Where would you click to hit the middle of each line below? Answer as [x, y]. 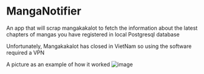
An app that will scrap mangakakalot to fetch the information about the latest [102, 28]
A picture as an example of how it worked [58, 64]
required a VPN [25, 52]
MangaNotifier [44, 11]
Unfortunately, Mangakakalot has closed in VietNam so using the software [99, 46]
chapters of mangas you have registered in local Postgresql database [93, 34]
